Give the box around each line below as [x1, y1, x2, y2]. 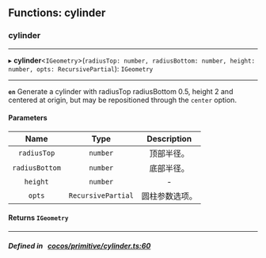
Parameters [8, 113, 47, 123]
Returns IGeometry [8, 213, 69, 222]
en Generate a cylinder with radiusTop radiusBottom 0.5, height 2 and [8, 86, 234, 96]
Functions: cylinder [8, 6, 106, 20]
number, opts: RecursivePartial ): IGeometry [8, 63, 154, 74]
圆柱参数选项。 [141, 190, 198, 201]
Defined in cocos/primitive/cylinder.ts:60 [8, 241, 151, 250]
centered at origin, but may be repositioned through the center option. [8, 95, 237, 104]
